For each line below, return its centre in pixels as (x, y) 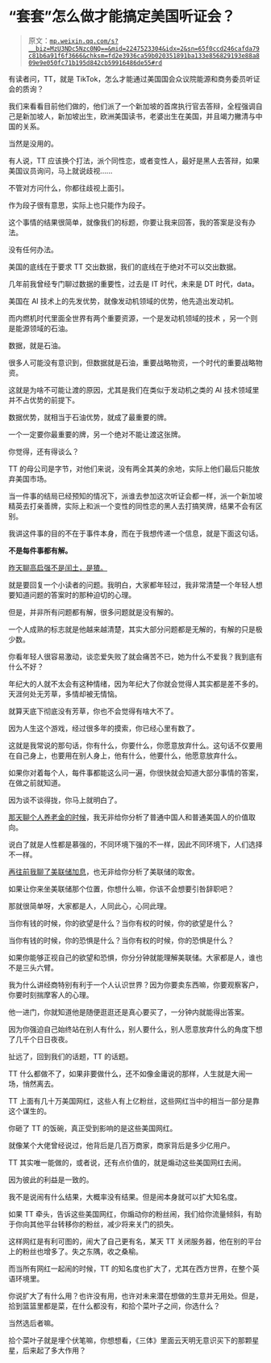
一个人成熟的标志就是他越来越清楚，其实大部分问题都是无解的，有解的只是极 (135, 629)
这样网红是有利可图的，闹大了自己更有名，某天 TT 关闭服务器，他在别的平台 (135, 1241)
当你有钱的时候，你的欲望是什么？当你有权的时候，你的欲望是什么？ (121, 923)
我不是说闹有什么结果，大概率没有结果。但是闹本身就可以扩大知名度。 (125, 1197)
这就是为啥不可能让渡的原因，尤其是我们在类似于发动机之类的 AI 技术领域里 (134, 389)
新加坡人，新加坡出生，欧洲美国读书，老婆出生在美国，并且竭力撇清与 (139, 116)
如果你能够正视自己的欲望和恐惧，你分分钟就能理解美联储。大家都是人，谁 (132, 957)
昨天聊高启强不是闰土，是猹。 (58, 567)
